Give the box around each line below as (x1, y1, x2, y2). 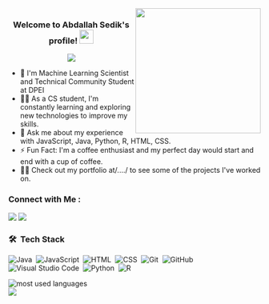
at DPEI (19, 86, 45, 95)
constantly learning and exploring (19, 102, 131, 112)
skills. (19, 119, 39, 129)
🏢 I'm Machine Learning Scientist (19, 68, 130, 78)
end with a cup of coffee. (19, 157, 103, 166)
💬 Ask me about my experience (19, 128, 124, 138)
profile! (48, 35, 78, 46)
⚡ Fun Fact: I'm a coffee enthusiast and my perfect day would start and (19, 146, 255, 155)
